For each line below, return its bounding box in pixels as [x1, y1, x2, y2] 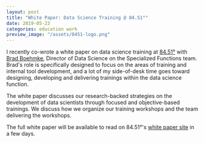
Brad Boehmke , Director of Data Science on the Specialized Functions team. [6, 55, 197, 62]
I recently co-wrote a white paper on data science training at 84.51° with [6, 48, 188, 55]
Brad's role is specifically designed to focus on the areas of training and [6, 61, 187, 69]
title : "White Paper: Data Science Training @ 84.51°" [6, 15, 149, 21]
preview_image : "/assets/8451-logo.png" [6, 32, 111, 38]
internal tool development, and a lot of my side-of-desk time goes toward [6, 68, 190, 75]
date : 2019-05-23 [6, 20, 51, 26]
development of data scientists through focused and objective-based [6, 99, 180, 106]
